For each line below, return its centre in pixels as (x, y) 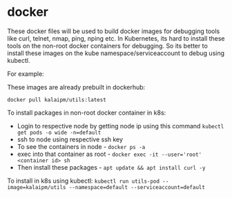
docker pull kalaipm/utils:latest (57, 100)
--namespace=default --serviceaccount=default (137, 187)
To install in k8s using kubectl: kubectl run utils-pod (84, 181)
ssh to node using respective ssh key (70, 139)
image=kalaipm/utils (37, 187)
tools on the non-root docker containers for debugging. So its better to (108, 46)
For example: (26, 74)
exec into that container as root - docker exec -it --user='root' (109, 154)
